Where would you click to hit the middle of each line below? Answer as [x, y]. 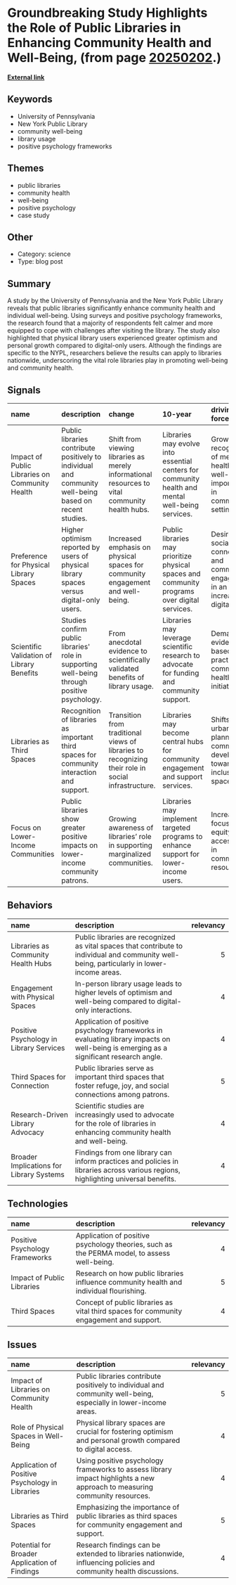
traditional [125, 733]
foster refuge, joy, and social [122, 1086]
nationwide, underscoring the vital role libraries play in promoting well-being [118, 361]
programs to [183, 836]
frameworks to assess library [124, 1470]
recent [72, 509]
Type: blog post [40, 262]
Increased [125, 538]
